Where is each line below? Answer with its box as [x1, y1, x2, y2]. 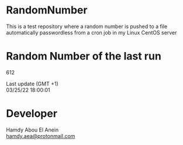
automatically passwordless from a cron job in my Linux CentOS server [6, 29, 177, 36]
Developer [6, 107, 57, 120]
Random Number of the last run [6, 50, 162, 63]
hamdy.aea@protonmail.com [6, 132, 75, 139]
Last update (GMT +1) [6, 80, 58, 87]
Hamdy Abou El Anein [6, 126, 59, 133]
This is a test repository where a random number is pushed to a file [6, 23, 168, 30]
